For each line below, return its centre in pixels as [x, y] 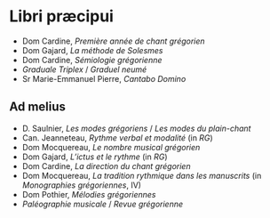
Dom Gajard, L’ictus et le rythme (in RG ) [95, 157]
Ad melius [38, 107]
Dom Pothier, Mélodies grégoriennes [89, 194]
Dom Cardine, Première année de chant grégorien [114, 41]
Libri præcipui [61, 16]
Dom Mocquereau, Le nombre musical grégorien [111, 147]
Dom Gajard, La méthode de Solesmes [92, 50]
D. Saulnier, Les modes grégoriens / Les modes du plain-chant [136, 128]
